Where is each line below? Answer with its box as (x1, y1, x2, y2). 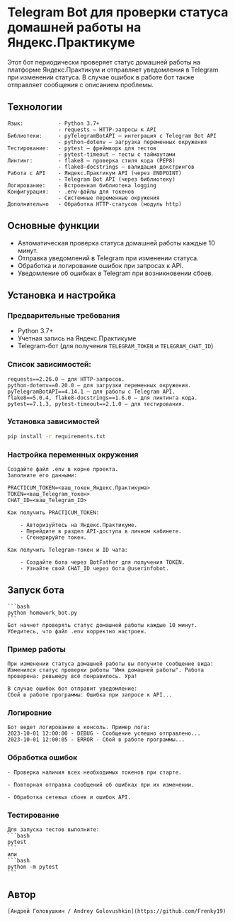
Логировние (7, 708, 52, 718)
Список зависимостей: (7, 360, 92, 370)
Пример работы (7, 644, 66, 654)
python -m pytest (7, 863, 59, 871)
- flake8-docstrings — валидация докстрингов (57, 163, 195, 170)
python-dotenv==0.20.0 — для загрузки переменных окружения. (7, 382, 192, 389)
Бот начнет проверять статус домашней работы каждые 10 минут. (7, 621, 198, 628)
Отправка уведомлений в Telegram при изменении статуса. (17, 253, 200, 262)
